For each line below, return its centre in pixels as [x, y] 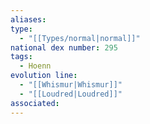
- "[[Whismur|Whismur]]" [71, 85]
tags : [21, 57]
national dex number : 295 [64, 47]
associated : [35, 103]
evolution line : [44, 76]
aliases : [28, 19]
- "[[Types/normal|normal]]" [80, 38]
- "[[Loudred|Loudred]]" [71, 94]
